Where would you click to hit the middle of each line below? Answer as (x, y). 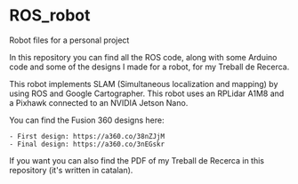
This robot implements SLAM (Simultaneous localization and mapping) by (144, 84)
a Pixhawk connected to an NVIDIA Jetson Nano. (99, 102)
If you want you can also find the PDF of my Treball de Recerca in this (137, 160)
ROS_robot (50, 16)
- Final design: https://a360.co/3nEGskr (87, 144)
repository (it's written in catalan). (71, 170)
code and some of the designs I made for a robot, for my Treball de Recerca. (149, 67)
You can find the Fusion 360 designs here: (87, 120)
